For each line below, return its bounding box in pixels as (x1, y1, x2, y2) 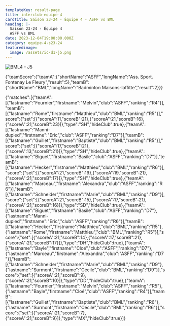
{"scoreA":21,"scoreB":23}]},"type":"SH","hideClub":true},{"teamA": (5, 121, 146, 127)
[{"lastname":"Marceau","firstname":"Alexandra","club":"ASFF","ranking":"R (5, 180, 163, 187)
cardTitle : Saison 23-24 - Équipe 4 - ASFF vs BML (5, 17, 115, 22)
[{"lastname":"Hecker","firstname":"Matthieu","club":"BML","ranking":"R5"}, (5, 224, 163, 230)
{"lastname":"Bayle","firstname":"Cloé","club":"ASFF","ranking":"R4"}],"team (5, 288, 165, 294)
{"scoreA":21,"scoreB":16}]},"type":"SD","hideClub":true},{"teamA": (5, 202, 145, 208)
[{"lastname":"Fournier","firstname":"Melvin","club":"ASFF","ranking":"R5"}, (5, 282, 163, 289)
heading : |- (5, 21, 30, 27)
